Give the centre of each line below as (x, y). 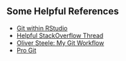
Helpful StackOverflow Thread (60, 35)
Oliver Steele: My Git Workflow (60, 43)
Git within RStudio (42, 28)
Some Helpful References (63, 11)
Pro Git (26, 50)
